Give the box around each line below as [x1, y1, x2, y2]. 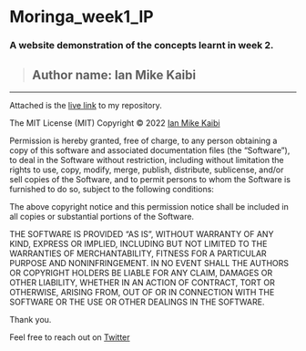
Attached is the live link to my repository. [9, 99, 162, 110]
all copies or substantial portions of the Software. [9, 211, 194, 222]
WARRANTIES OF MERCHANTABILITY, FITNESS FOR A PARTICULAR [9, 248, 267, 259]
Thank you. [9, 314, 52, 325]
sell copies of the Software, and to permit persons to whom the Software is [9, 173, 291, 184]
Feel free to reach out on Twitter [9, 331, 130, 343]
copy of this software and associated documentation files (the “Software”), [9, 144, 291, 156]
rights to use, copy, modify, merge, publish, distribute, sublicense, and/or [9, 164, 284, 175]
